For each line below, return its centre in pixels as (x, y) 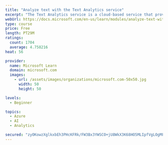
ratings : (14, 38)
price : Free (17, 29)
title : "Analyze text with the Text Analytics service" (64, 10)
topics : (13, 112)
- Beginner (21, 103)
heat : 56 (14, 52)
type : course (19, 24)
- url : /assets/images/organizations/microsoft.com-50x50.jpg (80, 80)
